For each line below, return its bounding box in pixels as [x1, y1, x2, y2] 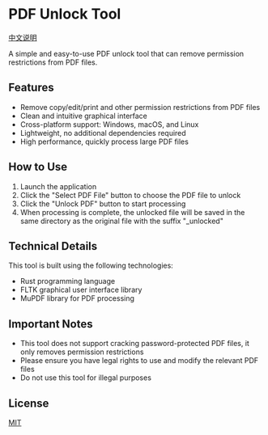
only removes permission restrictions [19, 347, 144, 357]
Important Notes [8, 317, 93, 331]
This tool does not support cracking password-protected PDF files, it [19, 339, 249, 348]
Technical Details [8, 239, 98, 253]
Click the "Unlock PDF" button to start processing [19, 199, 186, 209]
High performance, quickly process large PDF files [19, 137, 189, 146]
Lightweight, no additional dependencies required [19, 128, 186, 137]
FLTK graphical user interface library [19, 285, 143, 295]
